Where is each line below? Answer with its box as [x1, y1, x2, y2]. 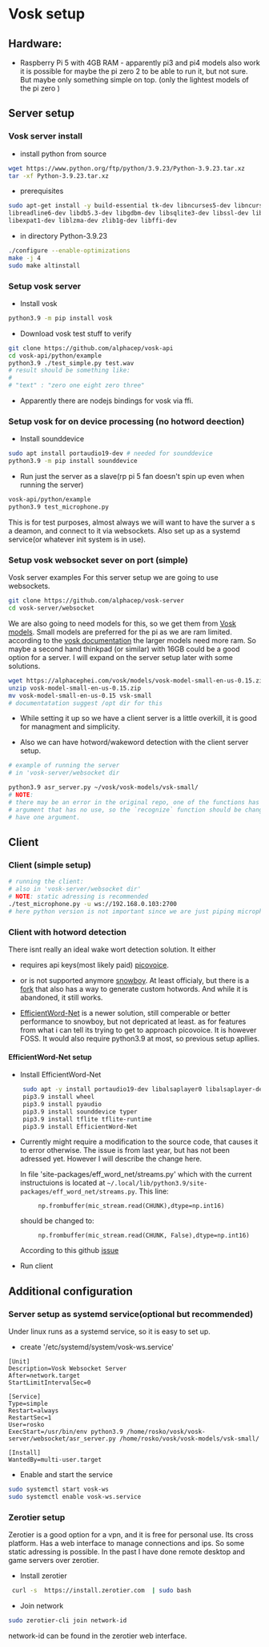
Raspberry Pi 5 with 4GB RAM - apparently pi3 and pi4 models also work [19, 58, 260, 67]
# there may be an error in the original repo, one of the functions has [8, 798, 260, 806]
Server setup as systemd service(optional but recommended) [8, 1308, 254, 1319]
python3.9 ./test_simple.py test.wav [8, 359, 134, 367]
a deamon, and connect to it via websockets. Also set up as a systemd [8, 526, 241, 535]
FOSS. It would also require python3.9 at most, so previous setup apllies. [19, 1033, 260, 1043]
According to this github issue [19, 1246, 119, 1255]
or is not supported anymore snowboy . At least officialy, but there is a [19, 975, 250, 985]
